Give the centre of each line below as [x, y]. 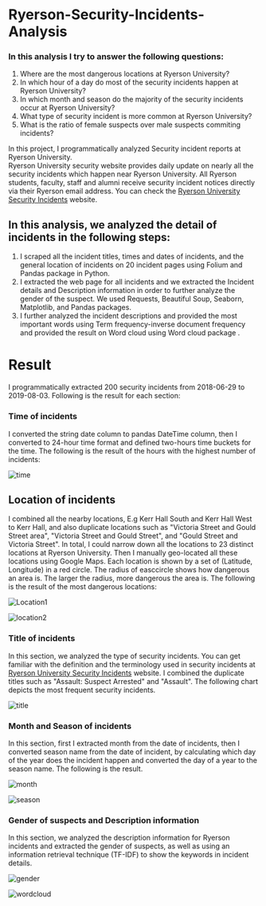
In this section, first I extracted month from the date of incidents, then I [124, 743]
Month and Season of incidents [70, 726]
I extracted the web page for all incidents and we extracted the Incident [137, 282]
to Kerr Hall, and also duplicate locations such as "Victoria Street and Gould [132, 528]
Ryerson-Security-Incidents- [106, 15]
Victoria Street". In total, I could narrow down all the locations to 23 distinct [131, 544]
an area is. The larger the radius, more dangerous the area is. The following [132, 578]
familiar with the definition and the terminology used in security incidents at [132, 664]
